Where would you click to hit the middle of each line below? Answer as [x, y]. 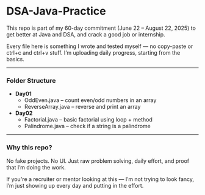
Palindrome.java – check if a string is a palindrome [87, 126]
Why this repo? [29, 148]
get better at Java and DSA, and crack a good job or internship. [86, 34]
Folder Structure [31, 80]
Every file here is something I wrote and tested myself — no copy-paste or [100, 46]
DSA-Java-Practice [56, 11]
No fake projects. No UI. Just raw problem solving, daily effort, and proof [98, 161]
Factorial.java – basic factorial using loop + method [88, 120]
